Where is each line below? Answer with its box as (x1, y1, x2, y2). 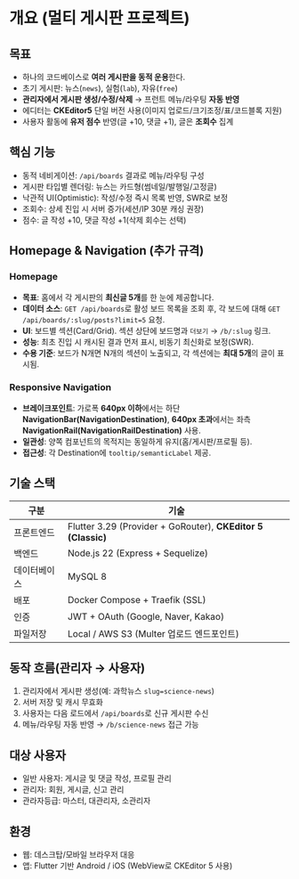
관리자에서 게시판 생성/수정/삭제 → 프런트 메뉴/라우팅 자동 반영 (21, 94, 240, 104)
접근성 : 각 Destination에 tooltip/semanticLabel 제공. (21, 447, 212, 458)
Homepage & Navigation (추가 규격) (9, 243, 205, 258)
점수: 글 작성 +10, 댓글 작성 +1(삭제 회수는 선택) (21, 215, 187, 225)
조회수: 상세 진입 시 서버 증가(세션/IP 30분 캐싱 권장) (21, 203, 205, 214)
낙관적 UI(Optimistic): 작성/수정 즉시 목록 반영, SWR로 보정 (21, 192, 229, 203)
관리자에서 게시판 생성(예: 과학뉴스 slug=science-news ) (21, 686, 215, 696)
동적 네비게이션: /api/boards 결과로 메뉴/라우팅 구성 (21, 170, 205, 181)
